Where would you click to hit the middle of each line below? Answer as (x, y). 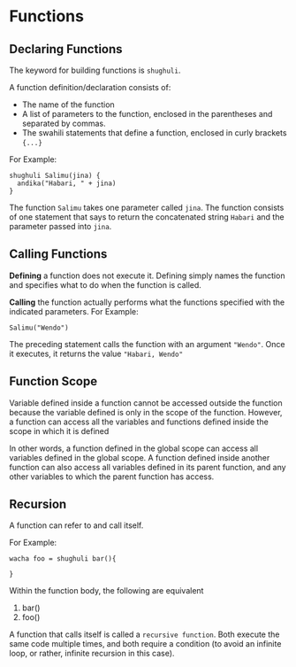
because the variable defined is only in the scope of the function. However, (146, 412)
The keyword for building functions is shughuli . (95, 70)
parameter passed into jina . (61, 226)
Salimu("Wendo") (39, 328)
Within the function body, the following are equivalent (106, 591)
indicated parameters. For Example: (74, 311)
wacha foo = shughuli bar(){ (63, 559)
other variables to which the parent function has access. (112, 477)
